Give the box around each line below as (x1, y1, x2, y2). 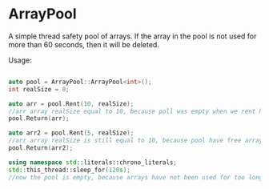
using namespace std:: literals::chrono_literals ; (8, 158, 178, 167)
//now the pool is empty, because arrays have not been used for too (8, 173, 246, 181)
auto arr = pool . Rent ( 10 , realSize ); (8, 99, 134, 108)
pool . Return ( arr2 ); (8, 144, 74, 152)
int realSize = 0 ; (8, 85, 70, 93)
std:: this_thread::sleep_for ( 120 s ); (8, 166, 130, 174)
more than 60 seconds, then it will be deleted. (8, 39, 160, 49)
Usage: (8, 55, 32, 65)
